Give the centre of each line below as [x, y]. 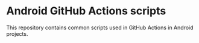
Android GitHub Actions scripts [86, 11]
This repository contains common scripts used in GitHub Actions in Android [100, 27]
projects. [17, 33]
